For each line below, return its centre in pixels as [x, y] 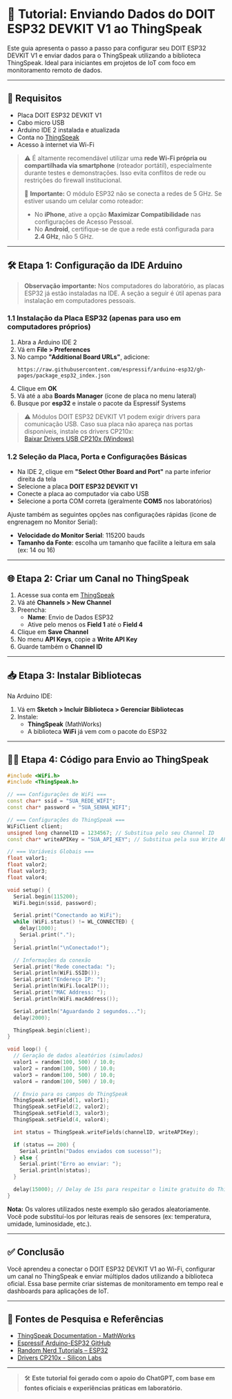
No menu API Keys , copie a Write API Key [77, 639]
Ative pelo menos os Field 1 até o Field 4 [85, 624]
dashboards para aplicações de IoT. [58, 1291]
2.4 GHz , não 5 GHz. [64, 236]
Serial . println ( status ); [55, 1170]
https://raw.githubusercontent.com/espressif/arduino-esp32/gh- [112, 369]
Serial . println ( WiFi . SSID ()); [57, 973]
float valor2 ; [28, 865]
